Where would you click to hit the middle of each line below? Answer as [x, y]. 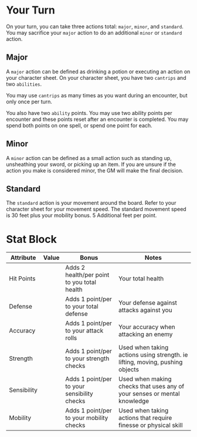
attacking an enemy [145, 334]
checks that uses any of [151, 387]
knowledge [134, 401]
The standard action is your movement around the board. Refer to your [91, 203]
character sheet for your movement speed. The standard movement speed [96, 209]
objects [129, 370]
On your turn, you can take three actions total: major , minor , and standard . [95, 26]
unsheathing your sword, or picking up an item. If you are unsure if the [91, 164]
